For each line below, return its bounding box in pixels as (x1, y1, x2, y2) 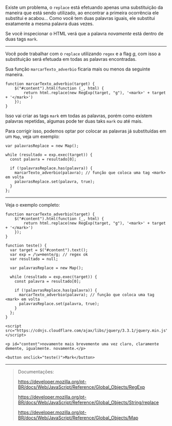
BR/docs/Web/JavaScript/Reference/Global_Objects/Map (17, 415, 139, 421)
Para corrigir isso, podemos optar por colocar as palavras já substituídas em (5, 128, 166, 134)
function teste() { (5, 243, 47, 248)
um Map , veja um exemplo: (5, 133, 60, 140)
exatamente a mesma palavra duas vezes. (5, 20, 94, 27)
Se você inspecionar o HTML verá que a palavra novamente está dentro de (5, 31, 164, 36)
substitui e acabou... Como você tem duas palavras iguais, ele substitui (5, 15, 155, 21)
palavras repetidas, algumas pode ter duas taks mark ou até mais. (5, 118, 143, 124)
